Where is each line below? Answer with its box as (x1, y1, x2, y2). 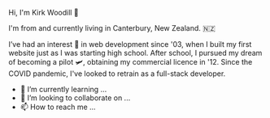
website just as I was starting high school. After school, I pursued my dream (8, 48, 263, 57)
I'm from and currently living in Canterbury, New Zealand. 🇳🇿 (8, 23, 216, 32)
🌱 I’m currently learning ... (20, 85, 107, 94)
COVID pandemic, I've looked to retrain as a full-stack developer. (8, 69, 226, 78)
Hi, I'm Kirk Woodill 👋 (8, 8, 79, 17)
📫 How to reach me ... (20, 102, 96, 112)
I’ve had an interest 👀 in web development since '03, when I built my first (8, 40, 252, 48)
